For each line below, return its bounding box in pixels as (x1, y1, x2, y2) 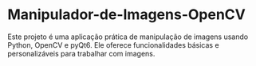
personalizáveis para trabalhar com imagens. (7, 49, 156, 58)
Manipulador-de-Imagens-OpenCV (7, 6, 246, 24)
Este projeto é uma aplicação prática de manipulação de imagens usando (7, 32, 249, 41)
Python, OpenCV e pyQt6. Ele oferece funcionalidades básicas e (7, 40, 220, 49)
